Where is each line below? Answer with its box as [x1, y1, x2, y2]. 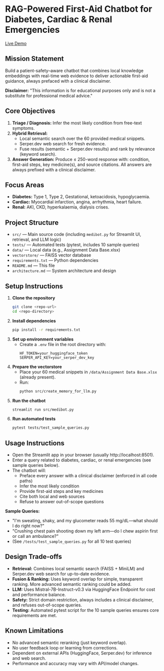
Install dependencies [12, 318, 56, 324]
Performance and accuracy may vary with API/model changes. [12, 660, 139, 666]
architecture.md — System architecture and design [12, 268, 117, 274]
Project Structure [5, 218, 59, 227]
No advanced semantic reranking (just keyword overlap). [12, 640, 127, 646]
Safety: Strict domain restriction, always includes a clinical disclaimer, [12, 597, 154, 602]
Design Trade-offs [5, 553, 62, 561]
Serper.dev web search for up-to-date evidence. [12, 571, 110, 577]
